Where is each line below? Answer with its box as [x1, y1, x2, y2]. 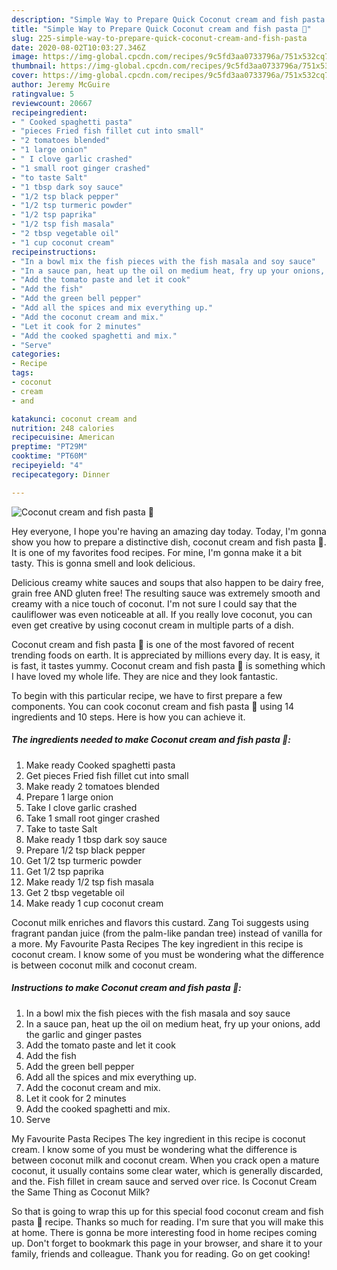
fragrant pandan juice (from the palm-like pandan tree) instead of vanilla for [11, 927, 323, 939]
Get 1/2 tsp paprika [25, 865, 104, 877]
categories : [11, 349, 61, 360]
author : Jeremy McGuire [11, 80, 111, 90]
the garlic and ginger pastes [25, 1028, 143, 1040]
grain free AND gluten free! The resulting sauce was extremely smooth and [11, 587, 321, 599]
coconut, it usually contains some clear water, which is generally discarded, [11, 1164, 324, 1176]
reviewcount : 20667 [11, 98, 93, 108]
